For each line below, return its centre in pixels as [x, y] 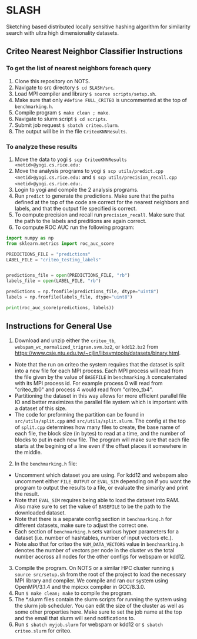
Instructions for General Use [59, 326]
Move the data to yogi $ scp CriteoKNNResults [71, 159]
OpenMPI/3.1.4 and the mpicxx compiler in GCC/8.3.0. [80, 586]
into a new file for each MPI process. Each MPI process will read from [99, 371]
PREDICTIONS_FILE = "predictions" [49, 254]
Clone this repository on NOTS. [52, 81]
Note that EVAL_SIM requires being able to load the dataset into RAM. [97, 500]
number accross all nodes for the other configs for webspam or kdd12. [100, 556]
